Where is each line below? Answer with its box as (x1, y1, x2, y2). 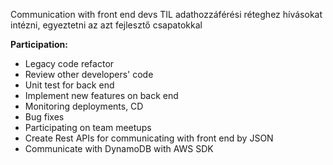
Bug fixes (24, 111, 65, 123)
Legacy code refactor (24, 58, 115, 69)
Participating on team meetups (24, 122, 152, 133)
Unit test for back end (24, 79, 115, 91)
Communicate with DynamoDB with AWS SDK (24, 143, 214, 154)
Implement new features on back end (24, 90, 179, 101)
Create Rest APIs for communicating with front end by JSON (24, 132, 274, 144)
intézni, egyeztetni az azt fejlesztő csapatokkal (10, 19, 203, 31)
